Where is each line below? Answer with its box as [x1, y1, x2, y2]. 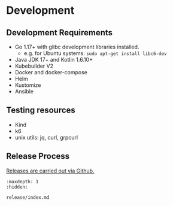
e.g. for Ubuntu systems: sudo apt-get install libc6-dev [23, 50, 167, 57]
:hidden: [6, 184, 28, 190]
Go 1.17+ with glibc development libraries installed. [14, 43, 139, 50]
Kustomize [14, 81, 41, 89]
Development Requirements [6, 28, 113, 38]
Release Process [6, 151, 70, 162]
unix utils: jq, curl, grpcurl [14, 134, 78, 141]
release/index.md [6, 194, 50, 201]
